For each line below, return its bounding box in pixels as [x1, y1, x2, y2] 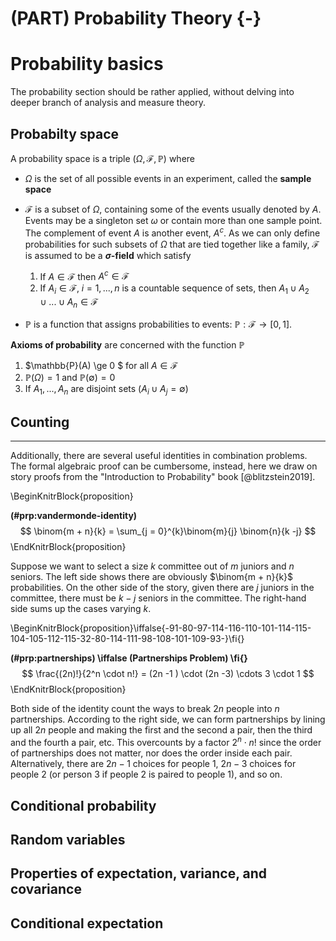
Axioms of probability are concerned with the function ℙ [10, 338, 245, 351]
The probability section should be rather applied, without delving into [10, 86, 295, 98]
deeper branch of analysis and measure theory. [10, 97, 207, 109]
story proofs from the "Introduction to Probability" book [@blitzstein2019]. [10, 471, 316, 483]
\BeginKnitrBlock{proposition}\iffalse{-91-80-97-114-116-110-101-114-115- [10, 622, 312, 634]
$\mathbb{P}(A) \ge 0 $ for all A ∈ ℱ [24, 359, 178, 371]
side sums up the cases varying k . [10, 603, 152, 615]
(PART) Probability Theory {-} [10, 7, 262, 30]
